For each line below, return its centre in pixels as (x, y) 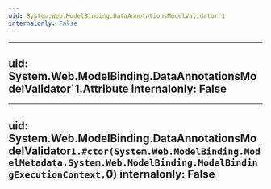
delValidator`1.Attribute (69, 88)
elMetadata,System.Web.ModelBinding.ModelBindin (133, 162)
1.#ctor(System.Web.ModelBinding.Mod (165, 151)
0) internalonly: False (161, 174)
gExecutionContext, (57, 174)
